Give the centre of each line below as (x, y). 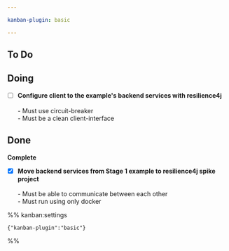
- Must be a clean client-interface (65, 118)
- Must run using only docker (59, 201)
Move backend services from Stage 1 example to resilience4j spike (116, 171)
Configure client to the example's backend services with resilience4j (119, 95)
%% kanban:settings (37, 214)
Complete (22, 157)
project (28, 179)
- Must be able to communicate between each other (92, 193)
